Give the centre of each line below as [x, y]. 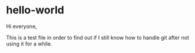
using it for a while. [29, 44]
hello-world [35, 10]
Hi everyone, [22, 26]
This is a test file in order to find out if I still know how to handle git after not [98, 37]
